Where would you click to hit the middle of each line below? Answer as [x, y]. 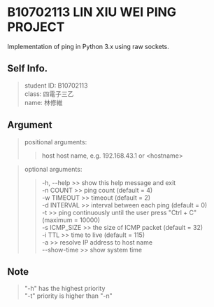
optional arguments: [53, 169]
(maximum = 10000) [71, 220]
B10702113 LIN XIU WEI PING [92, 12]
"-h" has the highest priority [65, 289]
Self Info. [28, 68]
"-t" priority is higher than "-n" [69, 296]
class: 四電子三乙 [49, 94]
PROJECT [36, 27]
